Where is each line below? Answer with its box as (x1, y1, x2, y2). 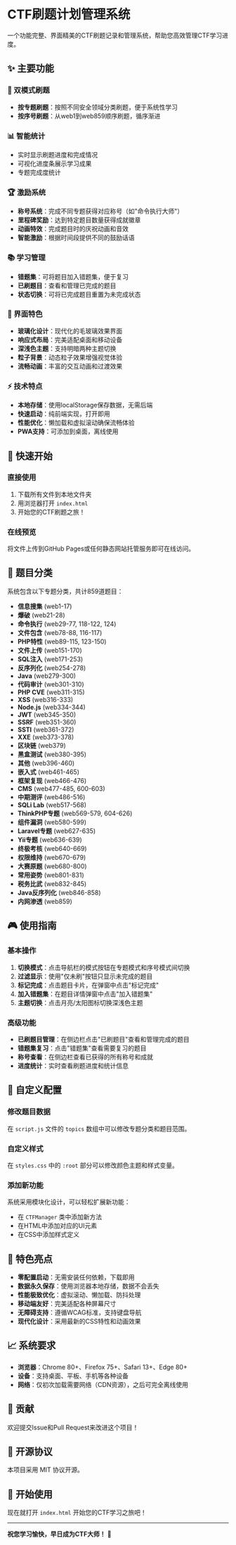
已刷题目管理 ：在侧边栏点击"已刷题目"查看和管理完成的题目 (17, 1035, 190, 1043)
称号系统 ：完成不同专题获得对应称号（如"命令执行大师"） (17, 207, 184, 216)
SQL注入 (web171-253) (17, 655, 84, 663)
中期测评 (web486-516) (17, 792, 86, 801)
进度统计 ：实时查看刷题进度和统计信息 (17, 1061, 129, 1070)
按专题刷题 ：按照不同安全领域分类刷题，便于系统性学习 (17, 103, 178, 111)
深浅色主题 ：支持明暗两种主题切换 (17, 344, 117, 352)
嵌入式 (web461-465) (17, 768, 79, 776)
